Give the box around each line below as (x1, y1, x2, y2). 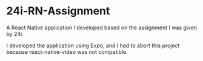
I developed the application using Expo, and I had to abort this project (6, 42, 180, 49)
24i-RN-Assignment (6, 4, 110, 18)
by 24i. (6, 30, 24, 37)
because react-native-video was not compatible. (6, 48, 128, 55)
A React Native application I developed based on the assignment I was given (6, 24, 198, 31)
